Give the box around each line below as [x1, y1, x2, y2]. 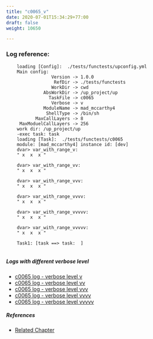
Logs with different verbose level [6, 258, 89, 265]
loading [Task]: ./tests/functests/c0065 [17, 136, 123, 142]
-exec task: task [17, 131, 60, 137]
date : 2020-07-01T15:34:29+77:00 [6, 14, 89, 20]
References [6, 312, 36, 319]
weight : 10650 [6, 25, 42, 31]
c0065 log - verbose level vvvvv [14, 298, 94, 305]
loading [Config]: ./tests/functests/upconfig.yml [17, 64, 147, 69]
